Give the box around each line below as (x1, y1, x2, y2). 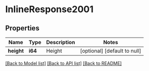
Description (46, 39, 75, 46)
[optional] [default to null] (80, 47, 141, 54)
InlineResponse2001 (5, 4, 94, 15)
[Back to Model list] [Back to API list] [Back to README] (5, 60, 122, 66)
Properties (5, 24, 40, 32)
